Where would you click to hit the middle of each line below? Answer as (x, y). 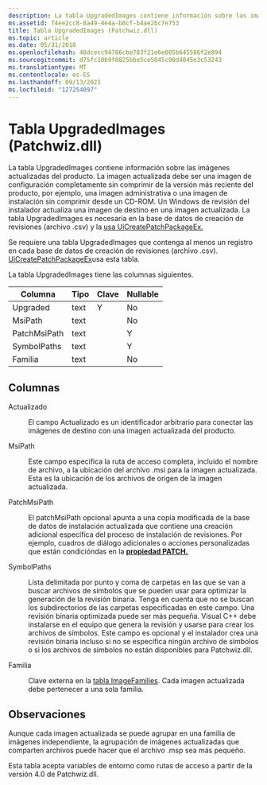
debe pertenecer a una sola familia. (86, 690)
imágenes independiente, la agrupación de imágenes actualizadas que (124, 741)
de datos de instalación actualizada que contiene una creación (130, 527)
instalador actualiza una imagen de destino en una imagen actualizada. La (129, 210)
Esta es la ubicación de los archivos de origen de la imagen (125, 479)
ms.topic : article (39, 38)
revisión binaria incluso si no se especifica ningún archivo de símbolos (143, 642)
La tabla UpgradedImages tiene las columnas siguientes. (101, 274)
